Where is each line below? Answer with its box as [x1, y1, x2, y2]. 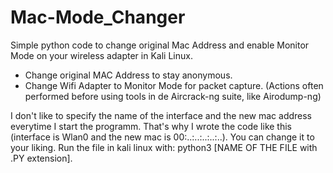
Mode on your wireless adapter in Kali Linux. [10, 49, 193, 61]
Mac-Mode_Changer [10, 6, 186, 29]
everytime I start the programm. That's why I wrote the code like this [10, 120, 292, 132]
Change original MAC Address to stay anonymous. [24, 69, 233, 81]
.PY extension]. [10, 152, 73, 164]
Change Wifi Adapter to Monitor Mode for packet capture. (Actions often [24, 79, 324, 91]
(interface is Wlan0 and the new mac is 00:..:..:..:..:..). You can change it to [10, 131, 315, 143]
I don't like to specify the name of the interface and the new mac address [10, 109, 313, 121]
